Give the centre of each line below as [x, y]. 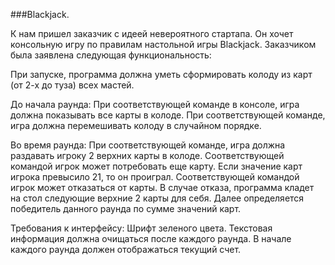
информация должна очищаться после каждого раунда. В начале [151, 238]
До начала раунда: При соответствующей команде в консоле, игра [155, 104]
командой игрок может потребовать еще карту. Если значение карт [156, 166]
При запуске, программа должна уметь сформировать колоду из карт [161, 74]
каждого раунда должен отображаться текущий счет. [126, 249]
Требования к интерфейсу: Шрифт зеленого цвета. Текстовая [141, 228]
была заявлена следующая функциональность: [111, 55]
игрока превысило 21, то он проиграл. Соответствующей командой [155, 177]
